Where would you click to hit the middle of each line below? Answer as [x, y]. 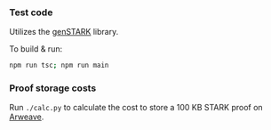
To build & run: [36, 49]
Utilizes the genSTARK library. [64, 32]
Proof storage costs [53, 88]
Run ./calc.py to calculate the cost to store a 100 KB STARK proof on [136, 108]
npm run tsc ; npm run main [59, 65]
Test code [31, 12]
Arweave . [27, 117]
